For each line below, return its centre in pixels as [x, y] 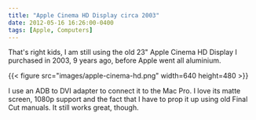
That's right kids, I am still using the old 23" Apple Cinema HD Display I [123, 53]
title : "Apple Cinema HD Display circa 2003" [84, 15]
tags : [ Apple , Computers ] [50, 30]
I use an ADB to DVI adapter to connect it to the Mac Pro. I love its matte [124, 91]
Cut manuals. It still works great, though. [73, 107]
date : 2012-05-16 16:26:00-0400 [61, 23]
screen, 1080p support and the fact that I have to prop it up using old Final [128, 100]
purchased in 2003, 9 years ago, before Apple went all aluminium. [115, 60]
